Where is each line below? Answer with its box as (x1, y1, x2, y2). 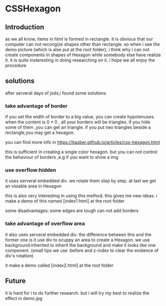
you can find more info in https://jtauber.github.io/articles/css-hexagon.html (5, 139, 160, 145)
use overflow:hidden (5, 167, 56, 174)
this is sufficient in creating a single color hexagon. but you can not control (5, 149, 158, 155)
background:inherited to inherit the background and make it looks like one (5, 242, 156, 248)
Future (5, 277, 26, 285)
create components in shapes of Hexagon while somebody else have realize (5, 52, 161, 58)
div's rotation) (5, 252, 34, 259)
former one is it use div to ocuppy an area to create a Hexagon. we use (5, 237, 150, 243)
